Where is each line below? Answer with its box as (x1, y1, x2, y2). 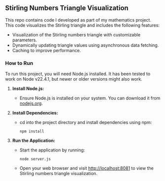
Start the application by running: (19, 147, 85, 153)
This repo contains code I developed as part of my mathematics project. (5, 17, 152, 23)
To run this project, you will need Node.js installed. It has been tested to (5, 71, 151, 77)
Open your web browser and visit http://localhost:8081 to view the (19, 165, 154, 171)
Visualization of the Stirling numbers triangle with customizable (12, 31, 141, 37)
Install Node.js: (12, 86, 44, 91)
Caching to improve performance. (12, 47, 81, 53)
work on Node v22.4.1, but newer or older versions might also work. (5, 76, 143, 82)
